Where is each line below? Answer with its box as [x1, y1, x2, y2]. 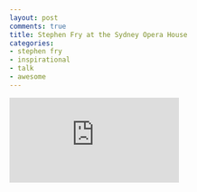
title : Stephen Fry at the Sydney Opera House [9, 30, 188, 39]
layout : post [9, 13, 59, 23]
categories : [9, 38, 54, 48]
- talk [9, 64, 34, 73]
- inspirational [9, 55, 70, 64]
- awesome [9, 72, 47, 82]
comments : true [9, 22, 67, 31]
